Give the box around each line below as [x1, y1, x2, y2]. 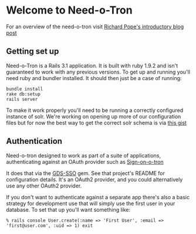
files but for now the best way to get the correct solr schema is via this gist [6, 119, 187, 126]
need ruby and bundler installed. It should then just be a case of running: [6, 74, 182, 81]
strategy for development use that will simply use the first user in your [6, 200, 175, 207]
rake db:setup [6, 91, 41, 97]
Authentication [6, 136, 63, 146]
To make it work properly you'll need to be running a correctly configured [6, 107, 184, 114]
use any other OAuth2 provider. [6, 182, 82, 189]
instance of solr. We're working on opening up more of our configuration [6, 113, 181, 120]
